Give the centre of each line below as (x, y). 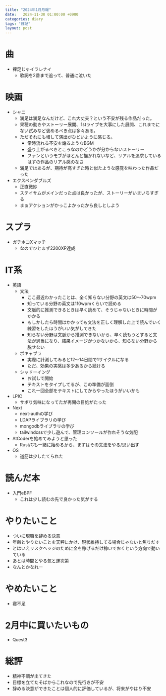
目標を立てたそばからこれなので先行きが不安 (58, 682)
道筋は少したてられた (41, 456)
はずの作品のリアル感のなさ (55, 162)
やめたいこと (31, 589)
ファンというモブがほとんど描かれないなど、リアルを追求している (94, 155)
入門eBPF (22, 493)
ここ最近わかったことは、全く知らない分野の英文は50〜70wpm (92, 297)
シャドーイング (35, 372)
